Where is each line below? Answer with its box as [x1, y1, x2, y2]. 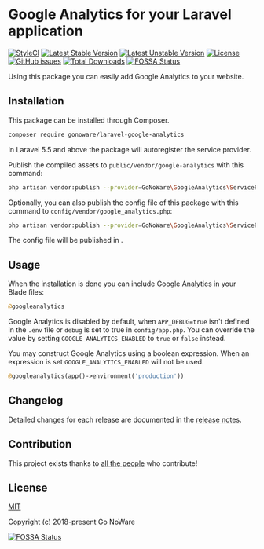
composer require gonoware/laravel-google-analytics [8, 130, 185, 138]
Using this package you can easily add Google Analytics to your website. [8, 71, 244, 81]
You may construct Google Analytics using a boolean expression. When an [8, 349, 250, 358]
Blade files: [8, 287, 45, 297]
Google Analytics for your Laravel [8, 5, 232, 24]
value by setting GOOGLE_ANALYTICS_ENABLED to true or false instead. [8, 334, 226, 343]
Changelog [8, 394, 64, 408]
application [8, 22, 84, 40]
